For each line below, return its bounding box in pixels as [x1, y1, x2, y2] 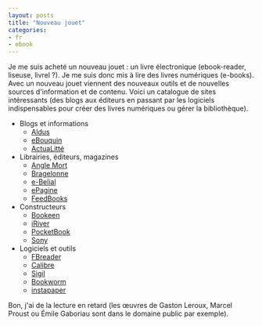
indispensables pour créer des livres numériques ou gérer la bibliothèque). [8, 103, 249, 114]
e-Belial [31, 177, 56, 187]
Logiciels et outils [19, 244, 77, 253]
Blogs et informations [19, 119, 88, 129]
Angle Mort [31, 161, 68, 170]
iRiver [31, 219, 50, 228]
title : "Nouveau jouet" [8, 19, 86, 27]
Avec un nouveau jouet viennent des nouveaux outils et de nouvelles [8, 79, 229, 89]
